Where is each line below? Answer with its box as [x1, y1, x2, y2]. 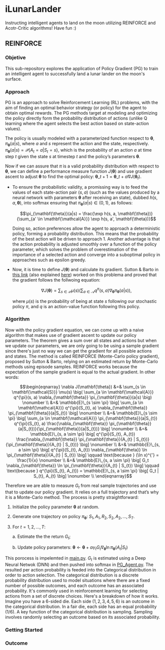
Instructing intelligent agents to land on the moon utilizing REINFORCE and [5, 20, 156, 26]
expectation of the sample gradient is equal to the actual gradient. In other [5, 369, 156, 375]
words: [5, 374, 19, 380]
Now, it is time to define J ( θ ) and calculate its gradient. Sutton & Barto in [12, 267, 159, 273]
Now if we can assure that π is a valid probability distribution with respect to [5, 163, 159, 169]
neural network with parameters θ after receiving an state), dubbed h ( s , [12, 195, 158, 201]
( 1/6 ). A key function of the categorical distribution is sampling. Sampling [5, 609, 153, 614]
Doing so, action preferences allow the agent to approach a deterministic [12, 226, 161, 232]
